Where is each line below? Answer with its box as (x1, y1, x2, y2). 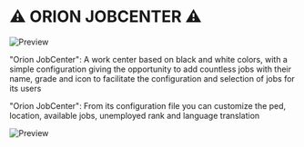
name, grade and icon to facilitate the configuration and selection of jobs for (9, 73, 296, 83)
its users (9, 83, 42, 93)
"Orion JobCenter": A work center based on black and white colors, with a (9, 54, 289, 64)
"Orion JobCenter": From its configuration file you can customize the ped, (9, 100, 287, 111)
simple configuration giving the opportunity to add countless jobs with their (9, 64, 292, 74)
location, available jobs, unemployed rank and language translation (9, 110, 260, 121)
